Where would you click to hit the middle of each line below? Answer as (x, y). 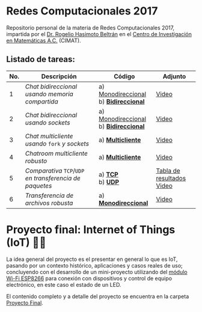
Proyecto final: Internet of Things (91, 229)
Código (124, 76)
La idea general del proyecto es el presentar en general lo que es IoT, (92, 259)
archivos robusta (49, 203)
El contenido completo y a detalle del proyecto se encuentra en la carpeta (98, 296)
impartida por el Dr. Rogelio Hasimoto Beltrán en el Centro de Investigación (99, 34)
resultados (171, 178)
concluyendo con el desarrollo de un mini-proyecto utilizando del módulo (97, 272)
